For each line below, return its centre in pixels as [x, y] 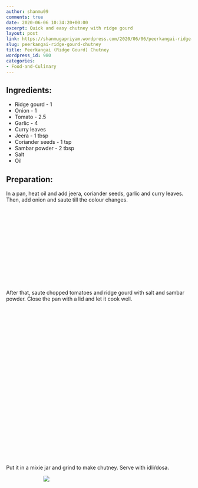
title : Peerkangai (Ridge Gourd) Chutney [58, 50]
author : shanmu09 [27, 11]
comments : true [25, 17]
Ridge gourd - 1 [33, 104]
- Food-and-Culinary [32, 66]
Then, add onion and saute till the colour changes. [67, 200]
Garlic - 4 [26, 123]
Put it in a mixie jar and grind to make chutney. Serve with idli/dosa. [88, 467]
